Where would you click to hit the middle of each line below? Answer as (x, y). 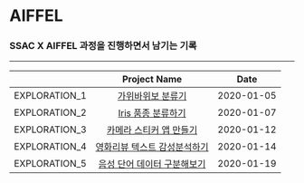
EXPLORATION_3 (51, 130)
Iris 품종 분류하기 (152, 113)
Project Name (152, 80)
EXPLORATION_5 (51, 164)
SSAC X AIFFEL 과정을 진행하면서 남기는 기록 (103, 46)
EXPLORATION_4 (51, 147)
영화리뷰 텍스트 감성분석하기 (152, 148)
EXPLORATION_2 (51, 112)
